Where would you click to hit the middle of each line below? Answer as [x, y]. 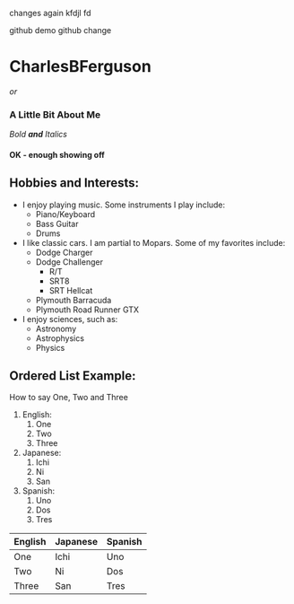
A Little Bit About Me [55, 114]
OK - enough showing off [57, 154]
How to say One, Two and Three [69, 398]
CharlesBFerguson [81, 67]
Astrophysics [60, 338]
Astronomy [56, 328]
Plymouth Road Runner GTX [87, 310]
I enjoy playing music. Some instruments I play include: [124, 205]
